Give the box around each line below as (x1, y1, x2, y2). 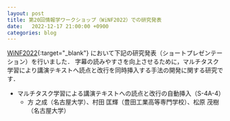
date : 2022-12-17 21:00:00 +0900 (7, 23, 109, 30)
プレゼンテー (186, 49, 223, 57)
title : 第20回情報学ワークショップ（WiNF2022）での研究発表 (7, 16, 162, 23)
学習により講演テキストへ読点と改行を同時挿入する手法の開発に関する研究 (7, 66, 218, 74)
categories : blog (7, 29, 57, 36)
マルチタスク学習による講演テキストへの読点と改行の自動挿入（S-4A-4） (16, 89, 225, 98)
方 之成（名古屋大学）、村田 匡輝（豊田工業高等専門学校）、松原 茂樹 (27, 98, 220, 107)
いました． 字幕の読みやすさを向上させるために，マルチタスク (43, 58, 220, 66)
